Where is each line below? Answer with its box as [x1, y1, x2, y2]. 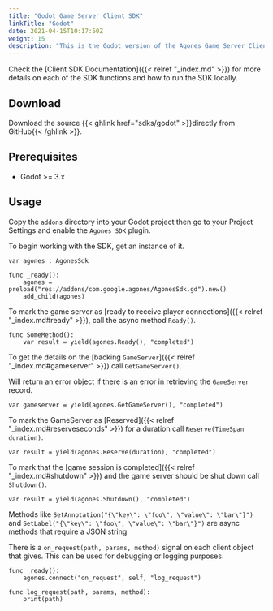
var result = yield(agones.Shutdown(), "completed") [8, 495, 191, 503]
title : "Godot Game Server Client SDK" [8, 11, 144, 20]
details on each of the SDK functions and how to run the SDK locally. [8, 73, 238, 83]
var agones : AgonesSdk [8, 256, 89, 265]
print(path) [23, 595, 63, 603]
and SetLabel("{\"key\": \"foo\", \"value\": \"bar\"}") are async [8, 518, 240, 527]
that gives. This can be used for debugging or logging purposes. [8, 551, 224, 561]
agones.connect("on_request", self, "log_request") [23, 574, 201, 582]
